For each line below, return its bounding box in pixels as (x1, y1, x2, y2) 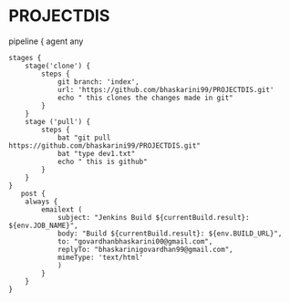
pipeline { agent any (8, 36, 84, 47)
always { (25, 197, 58, 206)
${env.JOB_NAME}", (8, 221, 78, 230)
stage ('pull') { (25, 117, 91, 126)
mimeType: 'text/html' (57, 253, 144, 262)
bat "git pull (57, 133, 111, 142)
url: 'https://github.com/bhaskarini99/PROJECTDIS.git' (57, 85, 274, 94)
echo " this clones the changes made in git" (57, 93, 233, 102)
